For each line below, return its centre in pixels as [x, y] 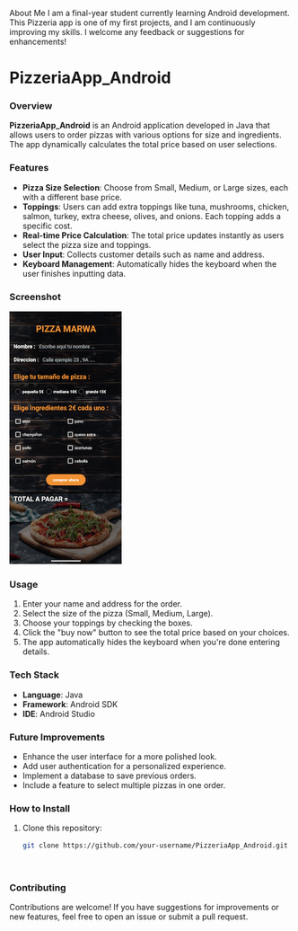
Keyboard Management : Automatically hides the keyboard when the [149, 263]
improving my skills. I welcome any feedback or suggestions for [127, 32]
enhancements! [38, 41]
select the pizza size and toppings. [87, 244]
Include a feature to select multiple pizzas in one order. [124, 785]
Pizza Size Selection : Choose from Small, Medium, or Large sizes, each [155, 187]
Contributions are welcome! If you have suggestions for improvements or [145, 908]
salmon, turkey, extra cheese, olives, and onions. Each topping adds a [151, 216]
